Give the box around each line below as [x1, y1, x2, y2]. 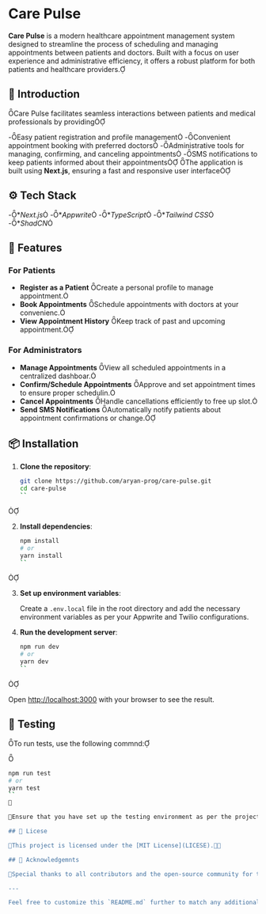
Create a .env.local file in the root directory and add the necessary [19, 604, 241, 613]
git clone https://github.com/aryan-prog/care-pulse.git [19, 477, 212, 485]
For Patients [8, 264, 55, 275]
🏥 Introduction [8, 88, 81, 101]
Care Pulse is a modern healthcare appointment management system [8, 31, 235, 40]
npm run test [8, 769, 51, 777]
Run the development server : [19, 628, 118, 637]
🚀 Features [8, 241, 63, 254]
